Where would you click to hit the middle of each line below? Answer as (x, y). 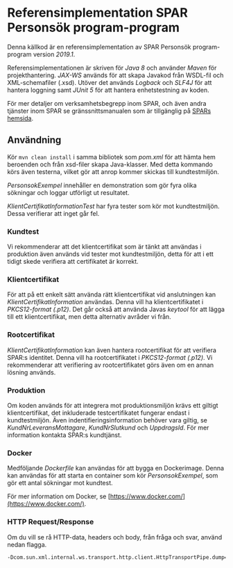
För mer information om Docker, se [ (59, 496)
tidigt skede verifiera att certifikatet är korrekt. (73, 262)
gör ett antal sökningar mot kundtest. (60, 483)
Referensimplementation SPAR (98, 13)
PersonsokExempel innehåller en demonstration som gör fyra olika (102, 185)
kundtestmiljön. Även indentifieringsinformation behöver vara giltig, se (107, 420)
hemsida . (20, 118)
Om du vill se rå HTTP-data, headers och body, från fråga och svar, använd (115, 537)
